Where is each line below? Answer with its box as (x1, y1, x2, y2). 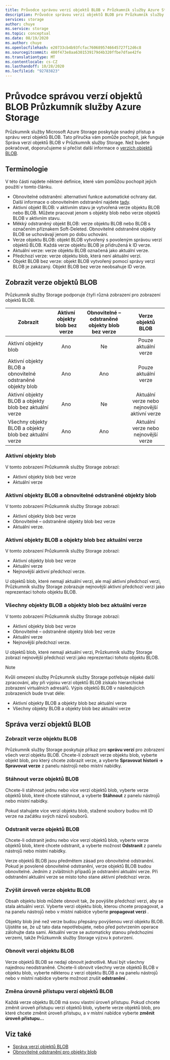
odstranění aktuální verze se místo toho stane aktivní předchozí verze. (5, 874, 151, 880)
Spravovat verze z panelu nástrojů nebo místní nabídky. (5, 763, 122, 769)
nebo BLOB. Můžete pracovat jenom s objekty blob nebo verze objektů (12, 210, 160, 216)
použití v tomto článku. (5, 183, 53, 190)
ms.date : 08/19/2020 (5, 36, 49, 41)
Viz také (5, 1030, 32, 1039)
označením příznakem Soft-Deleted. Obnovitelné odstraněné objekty (12, 226, 156, 232)
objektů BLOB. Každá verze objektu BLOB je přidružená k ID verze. (12, 242, 152, 248)
